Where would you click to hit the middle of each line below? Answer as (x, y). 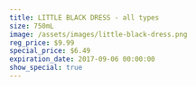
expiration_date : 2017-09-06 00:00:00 (82, 59)
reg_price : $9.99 (42, 43)
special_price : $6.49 (50, 51)
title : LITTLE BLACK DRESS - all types (84, 17)
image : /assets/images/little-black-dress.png (98, 34)
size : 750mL (32, 26)
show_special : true (46, 68)
